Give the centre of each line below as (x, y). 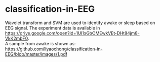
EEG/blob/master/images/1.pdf (36, 54)
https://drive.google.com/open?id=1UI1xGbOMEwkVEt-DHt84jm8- (72, 33)
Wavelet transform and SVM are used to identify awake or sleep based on (80, 23)
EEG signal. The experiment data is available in (53, 28)
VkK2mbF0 (17, 38)
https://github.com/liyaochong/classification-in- (54, 49)
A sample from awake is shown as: (40, 43)
